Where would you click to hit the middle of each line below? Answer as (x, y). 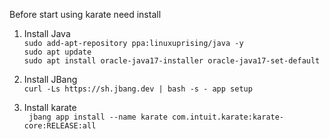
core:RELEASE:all (60, 126)
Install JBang (50, 79)
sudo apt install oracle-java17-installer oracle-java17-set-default (172, 61)
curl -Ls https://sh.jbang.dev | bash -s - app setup (138, 89)
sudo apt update (57, 52)
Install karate (50, 107)
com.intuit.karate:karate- (228, 117)
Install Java (47, 33)
